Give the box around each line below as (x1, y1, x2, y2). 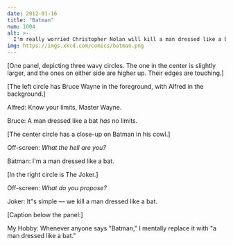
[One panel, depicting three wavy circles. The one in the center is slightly (7, 62, 216, 69)
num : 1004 (7, 23, 36, 30)
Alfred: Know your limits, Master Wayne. (7, 103, 122, 111)
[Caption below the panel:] (7, 211, 83, 219)
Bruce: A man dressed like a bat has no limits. (7, 117, 138, 125)
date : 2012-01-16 (7, 10, 58, 17)
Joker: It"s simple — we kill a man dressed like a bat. (7, 197, 158, 205)
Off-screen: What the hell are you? (7, 144, 106, 151)
